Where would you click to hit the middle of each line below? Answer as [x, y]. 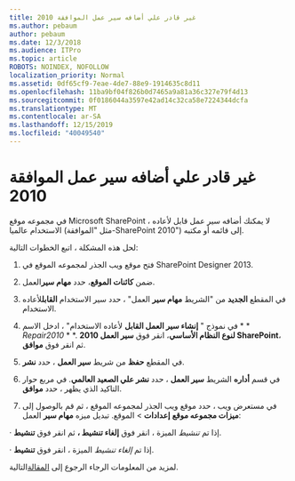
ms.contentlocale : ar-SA [55, 116]
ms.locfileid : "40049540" [57, 133]
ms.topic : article [43, 59]
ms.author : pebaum [43, 26]
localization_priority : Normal [67, 76]
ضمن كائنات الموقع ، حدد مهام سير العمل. [88, 282]
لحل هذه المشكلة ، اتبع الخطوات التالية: [74, 247]
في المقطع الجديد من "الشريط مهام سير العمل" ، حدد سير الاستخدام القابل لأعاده [154, 299]
